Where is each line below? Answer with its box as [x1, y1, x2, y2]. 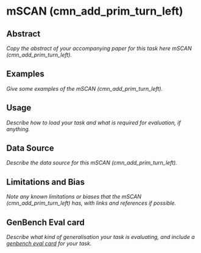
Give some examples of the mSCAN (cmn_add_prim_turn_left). [6, 85, 163, 92]
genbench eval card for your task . [6, 240, 92, 248]
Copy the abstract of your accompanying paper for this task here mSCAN [6, 45, 192, 52]
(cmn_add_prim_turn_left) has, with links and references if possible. [6, 199, 177, 207]
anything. [6, 125, 30, 132]
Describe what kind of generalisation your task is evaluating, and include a [6, 233, 195, 241]
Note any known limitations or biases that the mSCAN [6, 193, 142, 201]
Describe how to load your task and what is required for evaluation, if [6, 119, 181, 126]
